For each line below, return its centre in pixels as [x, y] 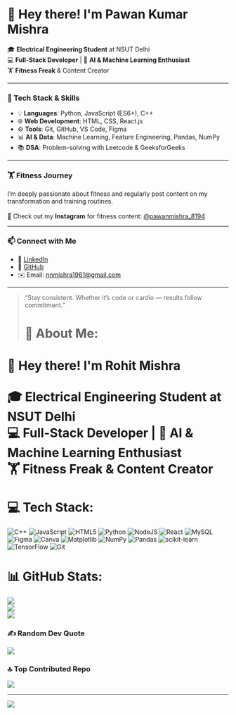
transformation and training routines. [60, 201]
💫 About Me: [61, 334]
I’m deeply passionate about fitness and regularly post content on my [107, 194]
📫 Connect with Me [42, 241]
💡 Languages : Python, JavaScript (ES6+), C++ [85, 113]
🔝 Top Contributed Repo [49, 669]
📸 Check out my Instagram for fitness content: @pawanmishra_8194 [106, 216]
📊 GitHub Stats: [55, 577]
